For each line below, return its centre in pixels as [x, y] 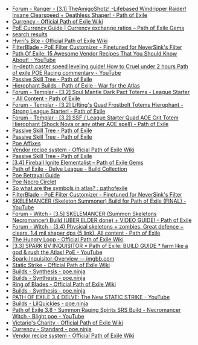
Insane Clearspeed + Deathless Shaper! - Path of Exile [80, 15]
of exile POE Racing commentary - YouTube [66, 73]
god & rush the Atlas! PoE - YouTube [57, 252]
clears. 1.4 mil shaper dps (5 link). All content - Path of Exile [86, 233]
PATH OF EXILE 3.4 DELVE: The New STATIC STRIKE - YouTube [91, 297]
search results [30, 34]
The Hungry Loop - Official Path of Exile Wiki [68, 239]
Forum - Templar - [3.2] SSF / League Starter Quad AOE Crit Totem [95, 118]
